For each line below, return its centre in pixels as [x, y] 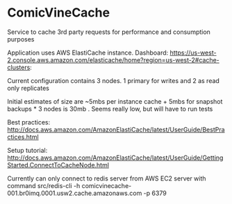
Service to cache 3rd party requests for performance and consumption [109, 32]
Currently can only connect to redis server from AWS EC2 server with [107, 178]
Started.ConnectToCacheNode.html [58, 165]
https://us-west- [193, 53]
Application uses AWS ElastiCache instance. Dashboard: [88, 53]
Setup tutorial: [27, 150]
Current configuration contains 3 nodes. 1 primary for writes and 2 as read [114, 80]
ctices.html [23, 137]
